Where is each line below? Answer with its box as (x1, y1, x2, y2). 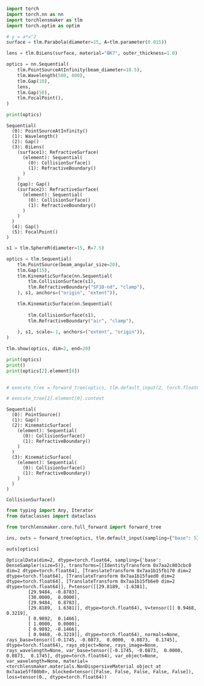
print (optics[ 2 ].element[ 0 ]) (6, 368, 80, 374)
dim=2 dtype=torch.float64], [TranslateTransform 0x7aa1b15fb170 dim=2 (6, 568, 191, 574)
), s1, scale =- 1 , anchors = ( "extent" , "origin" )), (17, 329, 146, 335)
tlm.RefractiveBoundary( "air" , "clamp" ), (28, 318, 135, 324)
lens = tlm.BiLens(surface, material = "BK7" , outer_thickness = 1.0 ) (6, 50, 178, 57)
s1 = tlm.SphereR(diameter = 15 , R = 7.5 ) (6, 245, 104, 251)
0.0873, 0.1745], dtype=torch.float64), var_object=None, (6, 653, 159, 659)
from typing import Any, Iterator (6, 507, 94, 513)
